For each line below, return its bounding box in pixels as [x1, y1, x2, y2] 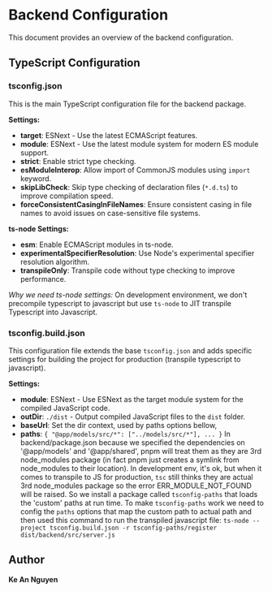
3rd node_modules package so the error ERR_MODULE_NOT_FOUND [19, 481, 252, 490]
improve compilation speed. [19, 191, 114, 201]
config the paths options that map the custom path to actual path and [19, 506, 252, 516]
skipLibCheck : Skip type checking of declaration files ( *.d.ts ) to [19, 182, 238, 192]
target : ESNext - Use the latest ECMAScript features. [19, 130, 198, 140]
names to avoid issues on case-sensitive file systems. [19, 208, 201, 218]
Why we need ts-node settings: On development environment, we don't [8, 290, 248, 300]
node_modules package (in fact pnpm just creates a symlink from [19, 455, 240, 465]
